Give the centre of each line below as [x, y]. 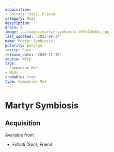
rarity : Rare [18, 50]
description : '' [21, 23]
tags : [10, 63]
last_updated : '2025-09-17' [33, 37]
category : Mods [20, 18]
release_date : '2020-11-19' [33, 54]
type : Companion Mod [26, 81]
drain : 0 [14, 28]
